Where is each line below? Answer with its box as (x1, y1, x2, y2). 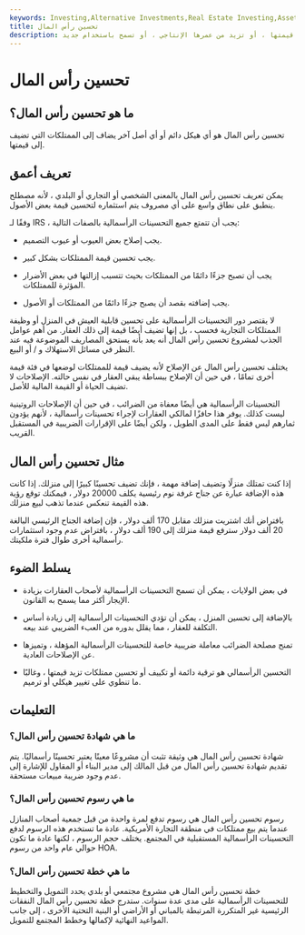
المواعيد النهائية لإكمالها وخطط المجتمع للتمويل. (9, 915, 169, 926)
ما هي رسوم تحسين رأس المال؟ (9, 792, 134, 805)
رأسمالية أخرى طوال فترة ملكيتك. (9, 534, 124, 545)
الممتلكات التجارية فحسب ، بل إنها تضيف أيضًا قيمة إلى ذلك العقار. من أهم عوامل (9, 325, 281, 336)
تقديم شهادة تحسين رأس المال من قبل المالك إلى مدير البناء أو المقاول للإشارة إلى (9, 760, 288, 771)
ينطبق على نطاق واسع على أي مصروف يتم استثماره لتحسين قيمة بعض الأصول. (9, 199, 276, 210)
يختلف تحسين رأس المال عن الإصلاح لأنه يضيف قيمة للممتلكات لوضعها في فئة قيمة (9, 361, 289, 373)
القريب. (9, 427, 35, 438)
